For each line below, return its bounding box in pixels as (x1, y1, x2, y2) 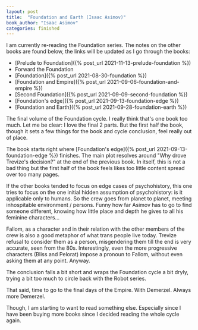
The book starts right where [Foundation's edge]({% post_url (6, 146, 156, 153)
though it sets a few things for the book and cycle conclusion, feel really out (6, 128, 192, 135)
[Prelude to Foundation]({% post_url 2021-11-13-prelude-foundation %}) (14, 59, 191, 67)
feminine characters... (6, 214, 60, 221)
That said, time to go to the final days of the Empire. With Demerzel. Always (6, 287, 191, 294)
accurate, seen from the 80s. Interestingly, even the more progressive (6, 244, 177, 252)
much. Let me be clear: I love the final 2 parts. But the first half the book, (6, 121, 184, 128)
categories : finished (6, 25, 60, 32)
